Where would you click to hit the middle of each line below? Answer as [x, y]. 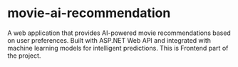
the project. [24, 56]
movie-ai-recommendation [89, 13]
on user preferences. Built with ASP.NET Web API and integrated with [109, 40]
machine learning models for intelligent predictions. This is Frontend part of [118, 48]
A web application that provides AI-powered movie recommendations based [119, 33]
